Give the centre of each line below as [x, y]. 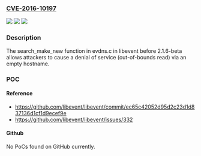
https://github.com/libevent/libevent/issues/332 [74, 119]
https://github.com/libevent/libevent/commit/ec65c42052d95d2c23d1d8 [105, 107]
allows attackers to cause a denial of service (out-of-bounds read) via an [96, 57]
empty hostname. [28, 64]
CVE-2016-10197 [31, 8]
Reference [19, 94]
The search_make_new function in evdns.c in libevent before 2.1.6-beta [94, 51]
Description [24, 38]
